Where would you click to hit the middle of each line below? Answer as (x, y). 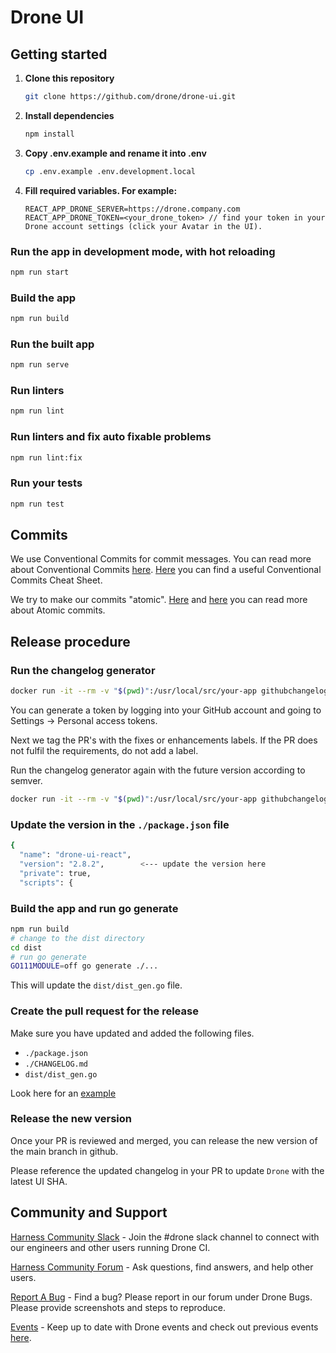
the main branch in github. (64, 1151)
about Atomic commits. (58, 610)
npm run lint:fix (46, 457)
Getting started (59, 54)
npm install (49, 134)
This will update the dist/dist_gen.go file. (96, 985)
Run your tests (46, 483)
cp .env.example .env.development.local (110, 171)
